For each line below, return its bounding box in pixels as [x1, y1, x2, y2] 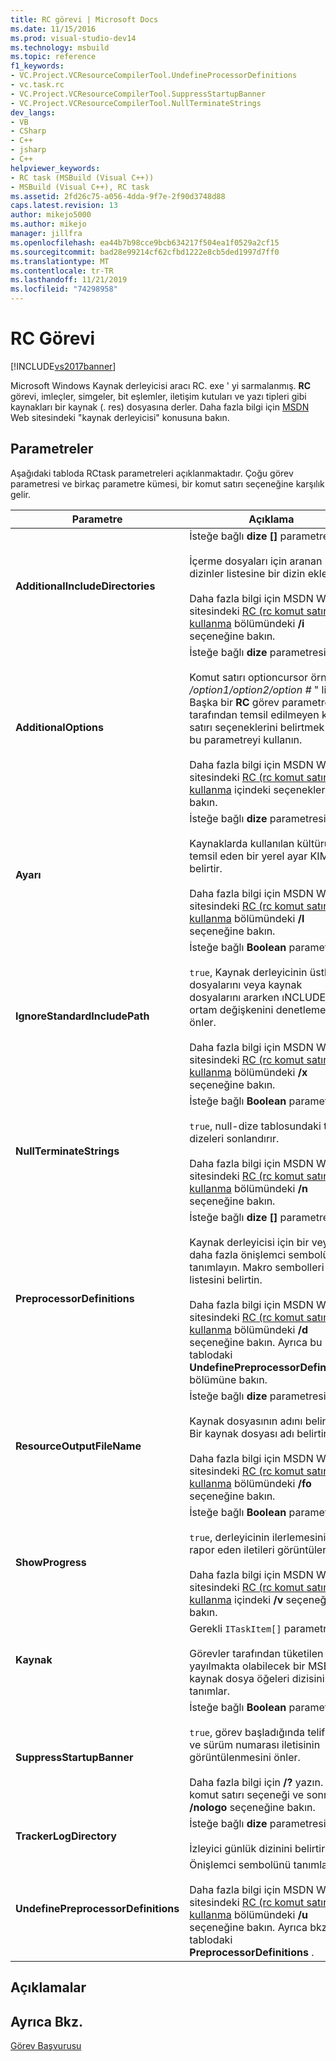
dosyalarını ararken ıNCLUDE [189, 990, 327, 1004]
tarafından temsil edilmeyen [189, 707, 320, 721]
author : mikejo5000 [10, 210, 92, 220]
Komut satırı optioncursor [189, 670, 309, 684]
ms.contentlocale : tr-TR [10, 266, 114, 276]
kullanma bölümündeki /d [189, 1322, 309, 1336]
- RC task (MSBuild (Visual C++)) [10, 172, 155, 183]
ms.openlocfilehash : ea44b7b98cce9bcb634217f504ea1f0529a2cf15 [10, 237, 280, 248]
